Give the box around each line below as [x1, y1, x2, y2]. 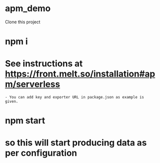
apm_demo [5, 3, 51, 14]
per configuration [5, 147, 78, 159]
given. [5, 99, 18, 104]
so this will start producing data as [5, 137, 147, 148]
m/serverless [5, 79, 61, 90]
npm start [5, 115, 45, 126]
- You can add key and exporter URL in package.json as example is [5, 95, 144, 100]
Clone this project [5, 19, 41, 25]
